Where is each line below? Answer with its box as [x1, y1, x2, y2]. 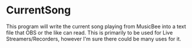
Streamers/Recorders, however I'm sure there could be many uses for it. [6, 35, 181, 42]
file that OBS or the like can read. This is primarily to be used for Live [6, 29, 173, 36]
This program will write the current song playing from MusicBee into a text [6, 23, 187, 30]
